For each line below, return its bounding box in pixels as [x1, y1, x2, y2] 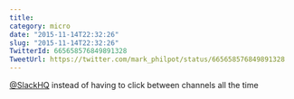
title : [9, 13, 34, 22]
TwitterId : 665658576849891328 [9, 47, 128, 56]
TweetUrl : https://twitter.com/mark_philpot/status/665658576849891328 [9, 55, 285, 64]
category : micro [9, 22, 71, 31]
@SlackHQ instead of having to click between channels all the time [9, 80, 260, 90]
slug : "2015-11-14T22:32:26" [9, 38, 119, 48]
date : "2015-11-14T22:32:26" [9, 30, 119, 39]
